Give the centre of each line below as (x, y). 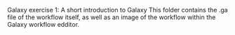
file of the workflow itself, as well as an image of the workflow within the (112, 17)
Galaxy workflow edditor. (43, 24)
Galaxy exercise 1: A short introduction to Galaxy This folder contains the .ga (117, 10)
